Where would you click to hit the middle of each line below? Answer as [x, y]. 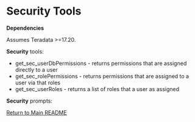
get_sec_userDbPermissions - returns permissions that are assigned [101, 63]
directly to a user [36, 69]
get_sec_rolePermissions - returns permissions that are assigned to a [102, 76]
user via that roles [38, 83]
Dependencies [25, 28]
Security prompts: [30, 101]
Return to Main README [37, 112]
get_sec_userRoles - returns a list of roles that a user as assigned [97, 89]
